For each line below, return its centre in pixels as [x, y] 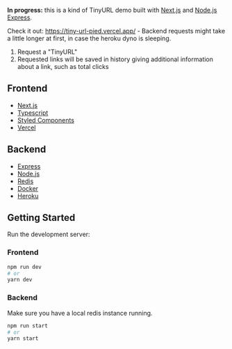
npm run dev [24, 267]
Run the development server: [49, 234]
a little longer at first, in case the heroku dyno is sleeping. [89, 38]
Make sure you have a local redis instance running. [80, 313]
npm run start [28, 326]
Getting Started [41, 218]
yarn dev [20, 280]
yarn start [23, 339]
